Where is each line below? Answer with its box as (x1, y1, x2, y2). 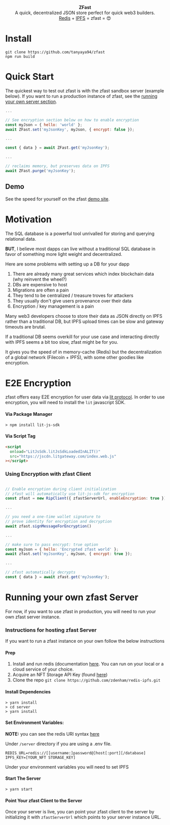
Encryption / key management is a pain (12, 303, 95, 309)
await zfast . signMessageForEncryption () (5, 523, 92, 529)
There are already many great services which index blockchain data (12, 271, 154, 277)
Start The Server (5, 775, 41, 781)
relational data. (5, 236, 36, 242)
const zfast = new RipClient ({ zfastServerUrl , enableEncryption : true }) (5, 496, 166, 501)
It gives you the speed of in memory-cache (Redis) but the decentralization (5, 349, 162, 355)
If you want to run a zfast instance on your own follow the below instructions (5, 638, 165, 644)
